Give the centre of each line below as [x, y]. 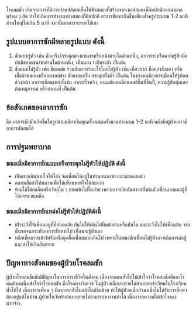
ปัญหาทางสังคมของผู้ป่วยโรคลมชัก [54, 263]
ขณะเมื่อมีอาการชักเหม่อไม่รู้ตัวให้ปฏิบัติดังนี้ [54, 211]
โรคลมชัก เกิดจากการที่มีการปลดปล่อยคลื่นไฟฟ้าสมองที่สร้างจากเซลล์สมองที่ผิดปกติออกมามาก [94, 10]
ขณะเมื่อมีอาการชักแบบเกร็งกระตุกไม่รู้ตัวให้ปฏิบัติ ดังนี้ [66, 163]
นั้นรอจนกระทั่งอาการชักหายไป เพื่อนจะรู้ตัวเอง [59, 231]
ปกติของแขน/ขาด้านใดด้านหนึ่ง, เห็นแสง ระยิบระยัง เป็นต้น [70, 62]
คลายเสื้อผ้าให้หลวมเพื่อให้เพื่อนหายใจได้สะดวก [59, 183]
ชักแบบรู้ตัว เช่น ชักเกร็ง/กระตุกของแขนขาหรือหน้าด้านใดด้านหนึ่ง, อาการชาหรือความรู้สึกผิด [101, 56]
